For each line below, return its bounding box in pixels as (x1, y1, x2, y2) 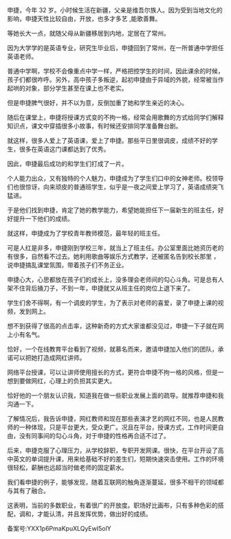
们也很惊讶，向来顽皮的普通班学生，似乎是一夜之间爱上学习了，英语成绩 (7, 183, 212, 191)
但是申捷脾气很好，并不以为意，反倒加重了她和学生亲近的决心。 (7, 99, 188, 106)
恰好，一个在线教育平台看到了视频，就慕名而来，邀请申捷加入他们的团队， (7, 345, 218, 353)
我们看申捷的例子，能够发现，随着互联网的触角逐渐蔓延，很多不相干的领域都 (7, 478, 224, 486)
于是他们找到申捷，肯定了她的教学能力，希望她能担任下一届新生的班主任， (7, 206, 218, 214)
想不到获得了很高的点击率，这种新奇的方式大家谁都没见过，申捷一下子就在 (7, 322, 218, 330)
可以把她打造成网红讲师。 (12, 354, 86, 362)
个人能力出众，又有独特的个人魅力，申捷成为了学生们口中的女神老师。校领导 (7, 174, 224, 182)
